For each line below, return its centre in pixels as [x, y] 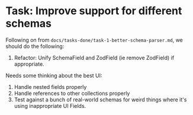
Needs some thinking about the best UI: [54, 75]
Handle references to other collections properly [72, 93]
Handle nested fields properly [50, 87]
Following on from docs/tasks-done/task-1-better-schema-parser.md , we [94, 40]
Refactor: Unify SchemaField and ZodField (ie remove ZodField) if [94, 57]
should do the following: [35, 46]
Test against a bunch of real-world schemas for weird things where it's [100, 100]
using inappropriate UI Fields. [50, 106]
